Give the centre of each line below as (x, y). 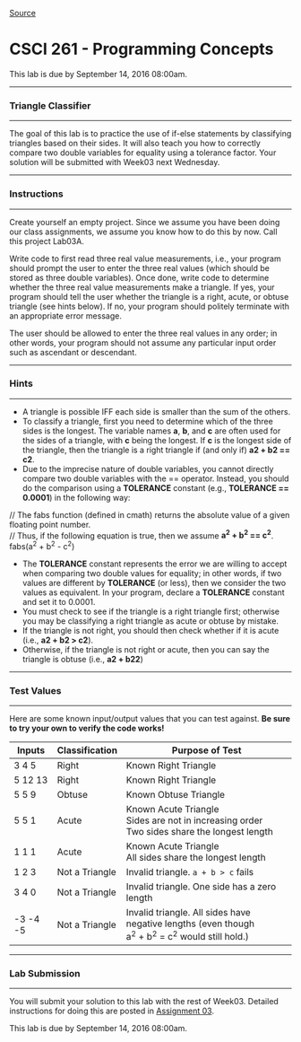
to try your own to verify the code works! (87, 728)
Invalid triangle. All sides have (188, 913)
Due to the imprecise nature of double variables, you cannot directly (148, 468)
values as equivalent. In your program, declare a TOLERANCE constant (153, 592)
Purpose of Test (206, 750)
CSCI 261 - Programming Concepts (142, 49)
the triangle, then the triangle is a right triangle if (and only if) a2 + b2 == (156, 450)
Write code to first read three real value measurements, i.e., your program (145, 258)
